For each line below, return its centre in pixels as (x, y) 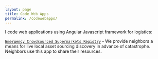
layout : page (18, 9)
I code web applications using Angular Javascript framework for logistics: (79, 32)
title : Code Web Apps (27, 14)
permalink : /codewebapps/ (31, 18)
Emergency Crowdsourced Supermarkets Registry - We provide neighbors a (79, 41)
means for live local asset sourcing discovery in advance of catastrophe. (78, 47)
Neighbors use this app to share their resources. (53, 51)
